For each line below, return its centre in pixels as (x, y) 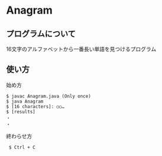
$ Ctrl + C (22, 147)
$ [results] (21, 112)
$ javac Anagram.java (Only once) (49, 96)
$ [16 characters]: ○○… (35, 106)
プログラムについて (41, 34)
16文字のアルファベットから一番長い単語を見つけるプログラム (81, 49)
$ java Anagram (25, 101)
